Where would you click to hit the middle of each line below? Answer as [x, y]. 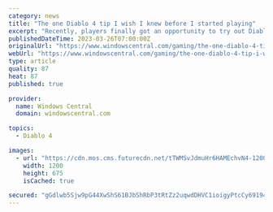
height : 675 [43, 173]
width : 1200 [43, 166]
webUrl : [22, 54]
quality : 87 [28, 69]
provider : [25, 98]
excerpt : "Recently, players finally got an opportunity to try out [127, 31]
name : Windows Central [54, 106]
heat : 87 [23, 76]
